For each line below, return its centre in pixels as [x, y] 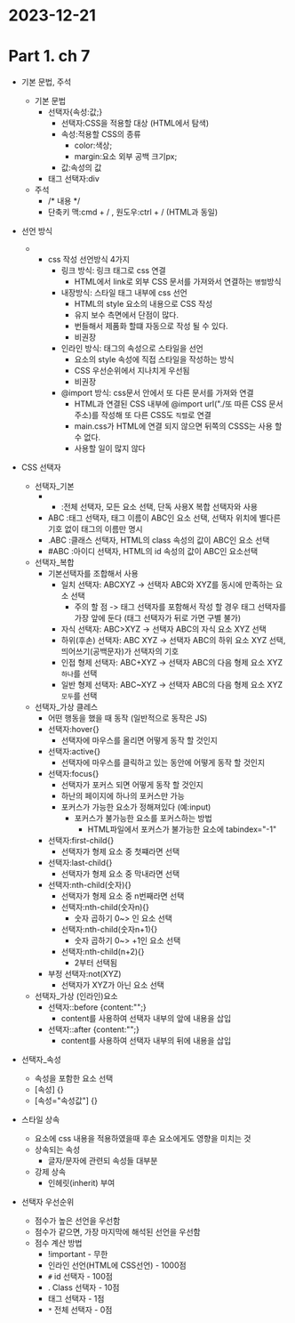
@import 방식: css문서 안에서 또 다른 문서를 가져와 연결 [157, 393]
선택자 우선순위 [48, 1202]
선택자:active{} [74, 752]
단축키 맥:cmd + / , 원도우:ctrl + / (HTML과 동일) [133, 212]
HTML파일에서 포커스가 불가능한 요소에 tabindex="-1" [182, 829]
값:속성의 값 [81, 168]
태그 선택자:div [73, 179]
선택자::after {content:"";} [93, 1029]
